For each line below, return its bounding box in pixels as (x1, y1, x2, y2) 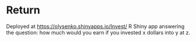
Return (6, 3, 40, 17)
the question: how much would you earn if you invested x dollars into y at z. (6, 29, 191, 36)
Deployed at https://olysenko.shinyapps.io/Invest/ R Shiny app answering (6, 23, 185, 30)
